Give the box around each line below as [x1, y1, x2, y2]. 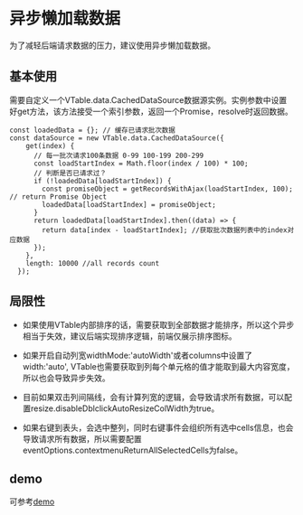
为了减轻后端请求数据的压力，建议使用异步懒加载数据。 [9, 40, 215, 51]
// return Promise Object [9, 192, 107, 201]
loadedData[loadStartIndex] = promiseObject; [42, 200, 217, 209]
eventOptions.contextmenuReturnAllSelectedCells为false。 [22, 445, 243, 455]
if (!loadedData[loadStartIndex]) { [33, 176, 172, 185]
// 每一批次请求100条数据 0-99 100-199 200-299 [33, 151, 204, 160]
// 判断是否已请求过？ [33, 168, 107, 177]
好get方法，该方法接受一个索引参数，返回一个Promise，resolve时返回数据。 [9, 106, 294, 117]
